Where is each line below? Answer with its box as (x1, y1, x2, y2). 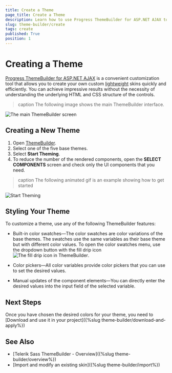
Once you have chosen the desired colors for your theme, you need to (5, 312, 154, 318)
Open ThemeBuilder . (12, 139, 56, 146)
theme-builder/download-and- (101, 317, 166, 323)
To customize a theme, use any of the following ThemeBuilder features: (5, 221, 156, 227)
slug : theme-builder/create (5, 22, 66, 27)
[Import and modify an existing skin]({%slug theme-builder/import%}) (12, 362, 160, 368)
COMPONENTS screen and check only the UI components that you (12, 161, 155, 168)
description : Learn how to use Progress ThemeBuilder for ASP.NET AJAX (5, 17, 161, 22)
